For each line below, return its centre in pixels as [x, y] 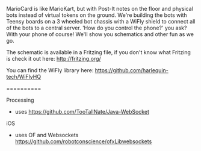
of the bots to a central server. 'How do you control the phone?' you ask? [97, 28]
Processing [20, 100]
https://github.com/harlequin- [131, 70]
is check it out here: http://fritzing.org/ [54, 59]
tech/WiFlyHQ [23, 77]
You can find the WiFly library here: [50, 70]
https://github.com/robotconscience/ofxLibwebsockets [83, 141]
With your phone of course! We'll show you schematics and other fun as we [100, 34]
